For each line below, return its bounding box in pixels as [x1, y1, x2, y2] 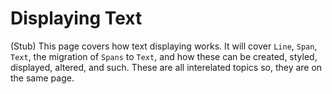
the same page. [10, 72, 75, 84]
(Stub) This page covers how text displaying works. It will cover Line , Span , [10, 40, 318, 52]
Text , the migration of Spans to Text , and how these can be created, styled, [10, 50, 318, 62]
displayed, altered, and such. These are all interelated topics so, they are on [10, 61, 323, 73]
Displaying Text [10, 7, 143, 30]
